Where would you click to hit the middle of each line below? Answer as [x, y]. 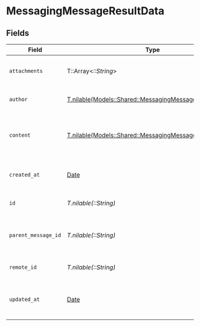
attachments [26, 71]
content [20, 135]
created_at [24, 175]
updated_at [24, 299]
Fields [18, 33]
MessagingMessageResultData [85, 11]
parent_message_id [35, 235]
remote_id [23, 267]
